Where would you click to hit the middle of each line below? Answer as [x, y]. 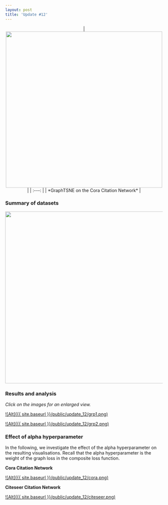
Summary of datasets [32, 203]
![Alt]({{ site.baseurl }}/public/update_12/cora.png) [57, 477]
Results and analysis [31, 393]
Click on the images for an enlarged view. [48, 404]
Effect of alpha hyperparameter [44, 437]
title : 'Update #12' [27, 14]
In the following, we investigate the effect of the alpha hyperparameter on [81, 447]
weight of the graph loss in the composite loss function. [62, 458]
